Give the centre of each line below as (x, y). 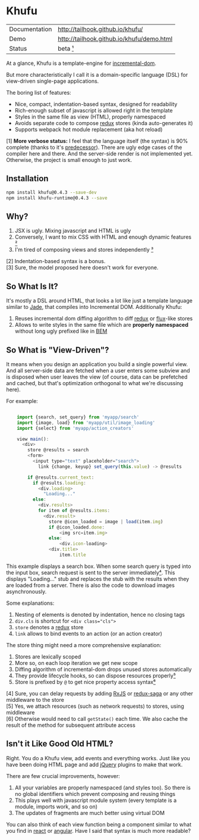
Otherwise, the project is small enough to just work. (69, 160)
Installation (27, 179)
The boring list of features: (39, 92)
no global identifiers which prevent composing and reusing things (95, 794)
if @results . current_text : (61, 477)
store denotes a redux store (49, 627)
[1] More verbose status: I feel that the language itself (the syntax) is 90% (97, 140)
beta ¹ (66, 48)
